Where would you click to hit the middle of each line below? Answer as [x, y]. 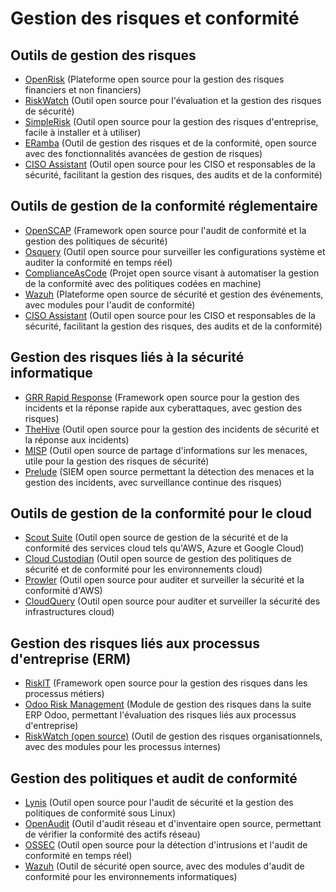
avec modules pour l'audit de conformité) [110, 304]
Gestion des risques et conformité [155, 18]
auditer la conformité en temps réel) [98, 262]
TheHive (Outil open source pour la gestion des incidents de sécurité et [172, 429]
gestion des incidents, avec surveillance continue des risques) [153, 482]
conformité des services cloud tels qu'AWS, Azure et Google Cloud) [164, 548]
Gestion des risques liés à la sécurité [127, 357]
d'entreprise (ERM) [71, 658]
